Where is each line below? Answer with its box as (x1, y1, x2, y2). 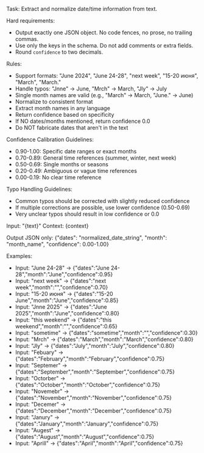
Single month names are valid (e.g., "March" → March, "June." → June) (15, 92, 194, 98)
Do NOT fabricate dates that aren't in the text (15, 124, 128, 131)
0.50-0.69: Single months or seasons (15, 161, 108, 168)
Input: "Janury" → (15, 414, 60, 421)
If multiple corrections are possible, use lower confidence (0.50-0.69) (15, 204, 190, 211)
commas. (15, 35, 39, 42)
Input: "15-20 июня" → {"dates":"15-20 (15, 290, 114, 297)
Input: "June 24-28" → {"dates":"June (15, 264, 110, 271)
